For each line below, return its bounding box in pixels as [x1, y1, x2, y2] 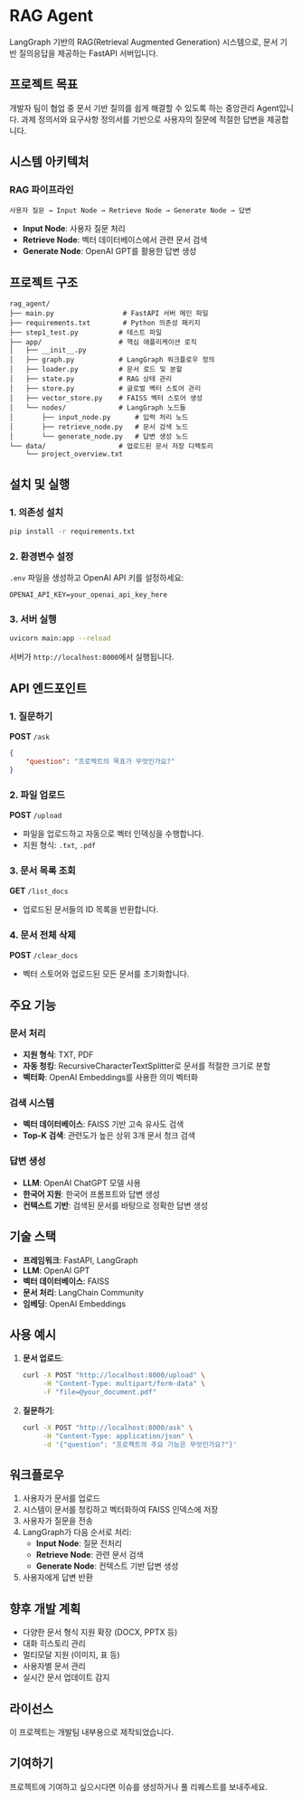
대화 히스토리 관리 [22, 1638, 86, 1649]
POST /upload [9, 809, 62, 820]
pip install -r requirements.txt [9, 526, 136, 536]
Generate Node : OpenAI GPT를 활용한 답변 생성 [22, 246, 197, 257]
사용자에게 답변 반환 [22, 1572, 93, 1583]
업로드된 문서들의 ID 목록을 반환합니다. [22, 904, 159, 915]
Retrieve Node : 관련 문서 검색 [35, 1550, 145, 1561]
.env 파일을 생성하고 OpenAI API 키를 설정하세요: [9, 572, 184, 583]
